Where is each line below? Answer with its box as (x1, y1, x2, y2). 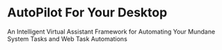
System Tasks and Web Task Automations (7, 34, 127, 42)
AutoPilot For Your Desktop (7, 5, 168, 21)
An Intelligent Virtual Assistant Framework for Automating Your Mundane (7, 27, 216, 36)
